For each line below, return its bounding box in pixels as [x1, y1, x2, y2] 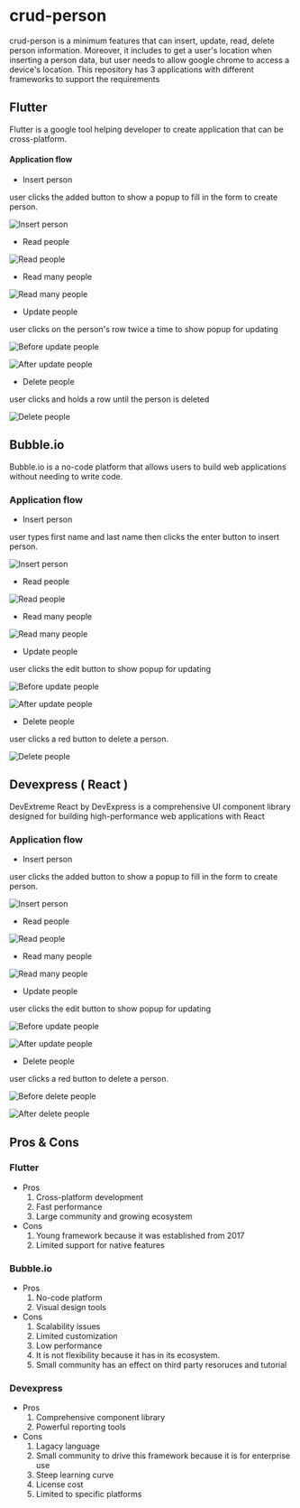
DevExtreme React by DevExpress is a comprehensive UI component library [9, 801, 291, 812]
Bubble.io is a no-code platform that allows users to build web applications [9, 461, 286, 472]
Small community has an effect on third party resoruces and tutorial [35, 1360, 287, 1371]
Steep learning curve [35, 1469, 114, 1481]
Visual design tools [35, 1302, 106, 1313]
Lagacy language [35, 1441, 101, 1452]
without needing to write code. [9, 470, 123, 481]
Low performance [35, 1340, 103, 1351]
